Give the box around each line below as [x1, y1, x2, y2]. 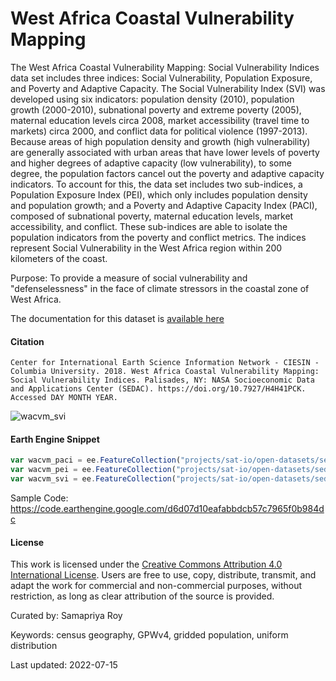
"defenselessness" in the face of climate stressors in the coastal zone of [10, 282, 310, 294]
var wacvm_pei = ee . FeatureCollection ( [10, 465, 177, 475]
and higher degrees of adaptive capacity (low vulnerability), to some [10, 157, 292, 169]
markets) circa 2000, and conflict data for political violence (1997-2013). [10, 125, 308, 137]
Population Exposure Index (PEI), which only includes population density [10, 188, 308, 201]
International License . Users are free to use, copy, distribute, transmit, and [10, 569, 317, 581]
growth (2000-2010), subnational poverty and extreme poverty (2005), [10, 103, 302, 116]
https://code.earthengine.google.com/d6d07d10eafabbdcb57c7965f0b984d [10, 502, 325, 514]
